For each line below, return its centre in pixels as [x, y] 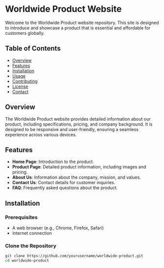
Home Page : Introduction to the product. [53, 162]
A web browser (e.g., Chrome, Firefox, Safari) [58, 228]
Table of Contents [33, 48]
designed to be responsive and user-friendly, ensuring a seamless [72, 129]
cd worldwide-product [27, 261]
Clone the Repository [31, 245]
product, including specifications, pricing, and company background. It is [79, 124]
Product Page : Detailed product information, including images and [79, 167]
